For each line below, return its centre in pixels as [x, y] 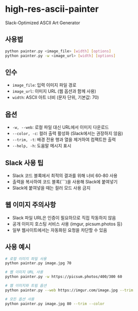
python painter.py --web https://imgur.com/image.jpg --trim [69, 290]
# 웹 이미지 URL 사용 [24, 272]
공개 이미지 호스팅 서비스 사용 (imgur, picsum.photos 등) [67, 224]
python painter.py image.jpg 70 [38, 263]
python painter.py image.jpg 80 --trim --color [55, 304]
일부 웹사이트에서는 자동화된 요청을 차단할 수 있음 [60, 230]
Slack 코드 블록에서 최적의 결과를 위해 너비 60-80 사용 [65, 175]
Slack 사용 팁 [24, 163]
